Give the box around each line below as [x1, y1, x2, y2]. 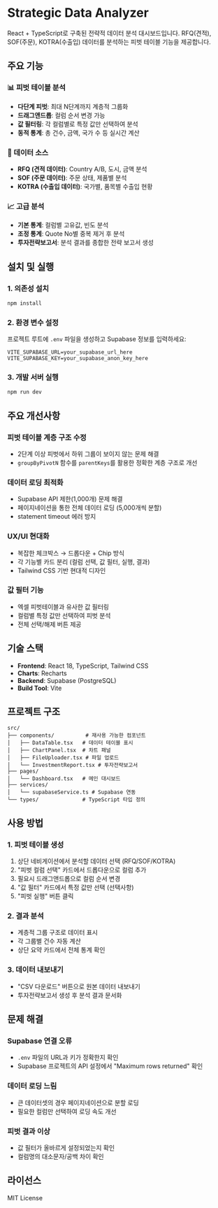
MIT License [7, 1193, 43, 1202]
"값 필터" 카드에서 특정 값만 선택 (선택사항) [17, 883, 134, 892]
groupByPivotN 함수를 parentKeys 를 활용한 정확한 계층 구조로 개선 [17, 458, 198, 466]
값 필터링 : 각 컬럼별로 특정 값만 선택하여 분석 [17, 120, 138, 128]
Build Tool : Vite [17, 684, 62, 692]
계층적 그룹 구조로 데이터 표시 [17, 928, 98, 937]
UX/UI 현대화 [7, 531, 50, 541]
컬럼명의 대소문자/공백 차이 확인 [17, 1152, 104, 1161]
